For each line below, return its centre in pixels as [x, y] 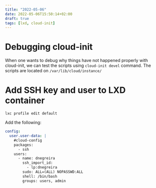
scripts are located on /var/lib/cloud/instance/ [53, 71]
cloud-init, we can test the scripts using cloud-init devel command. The [78, 65]
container [25, 101]
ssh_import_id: [38, 163]
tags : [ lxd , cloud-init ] [30, 23]
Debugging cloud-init [49, 47]
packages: [24, 145]
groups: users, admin [44, 181]
